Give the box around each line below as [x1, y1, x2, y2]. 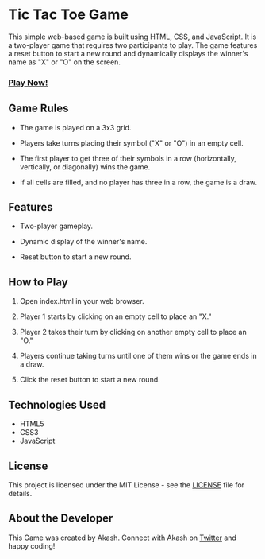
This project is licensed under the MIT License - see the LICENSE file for [8, 479, 244, 490]
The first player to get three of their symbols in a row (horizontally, [19, 153, 236, 163]
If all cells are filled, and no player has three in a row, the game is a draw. [19, 177, 258, 187]
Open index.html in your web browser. [19, 297, 144, 306]
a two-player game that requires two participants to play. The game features [8, 40, 258, 49]
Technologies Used [8, 398, 106, 411]
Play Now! [8, 77, 48, 88]
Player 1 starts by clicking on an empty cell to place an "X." [19, 312, 212, 321]
